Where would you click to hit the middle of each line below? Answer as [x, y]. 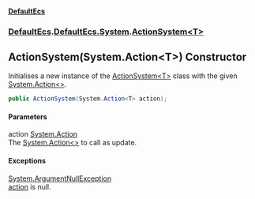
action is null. [30, 186]
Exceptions [27, 161]
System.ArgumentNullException [60, 178]
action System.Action [43, 134]
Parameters [28, 116]
